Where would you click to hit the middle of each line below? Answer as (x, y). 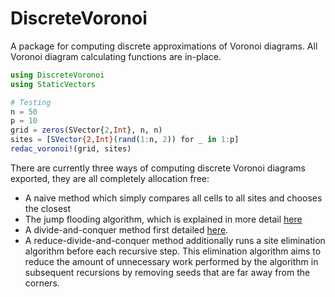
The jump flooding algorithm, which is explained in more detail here (163, 219)
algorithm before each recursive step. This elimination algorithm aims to (173, 251)
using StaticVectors (53, 84)
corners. (42, 283)
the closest (48, 208)
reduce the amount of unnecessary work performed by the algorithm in (171, 261)
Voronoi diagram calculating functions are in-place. (116, 56)
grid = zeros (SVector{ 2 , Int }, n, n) (86, 130)
